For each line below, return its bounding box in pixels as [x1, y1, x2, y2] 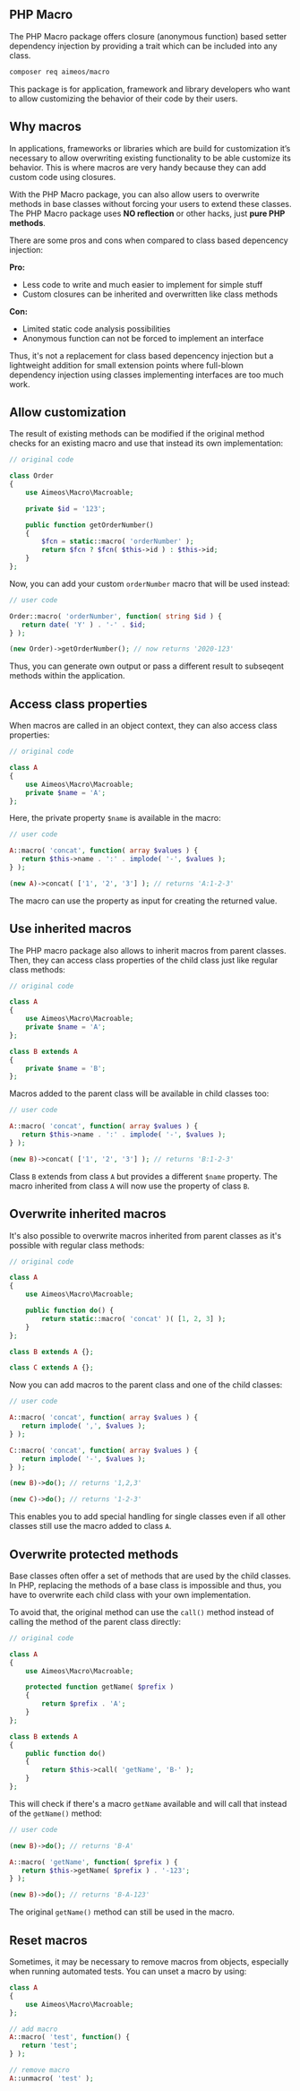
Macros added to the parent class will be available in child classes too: [9, 1088, 270, 1099]
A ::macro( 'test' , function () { [9, 2033, 130, 2042]
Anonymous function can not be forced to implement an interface [21, 333, 264, 343]
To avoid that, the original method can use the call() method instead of [9, 1606, 275, 1617]
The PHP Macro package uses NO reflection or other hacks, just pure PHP [9, 208, 286, 219]
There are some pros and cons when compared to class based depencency [9, 235, 288, 246]
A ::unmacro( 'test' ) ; [9, 2074, 94, 2083]
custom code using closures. [9, 171, 116, 182]
